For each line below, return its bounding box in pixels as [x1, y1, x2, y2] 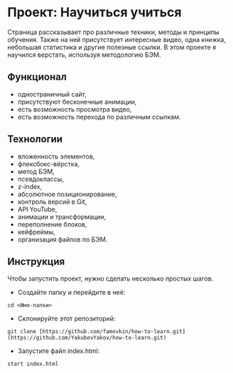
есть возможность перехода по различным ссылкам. [17, 112, 181, 121]
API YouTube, [17, 205, 58, 213]
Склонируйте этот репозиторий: [17, 314, 116, 323]
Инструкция [7, 255, 65, 267]
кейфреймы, [17, 227, 55, 236]
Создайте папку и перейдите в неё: [17, 288, 126, 297]
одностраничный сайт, [17, 90, 87, 98]
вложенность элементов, [17, 152, 95, 161]
